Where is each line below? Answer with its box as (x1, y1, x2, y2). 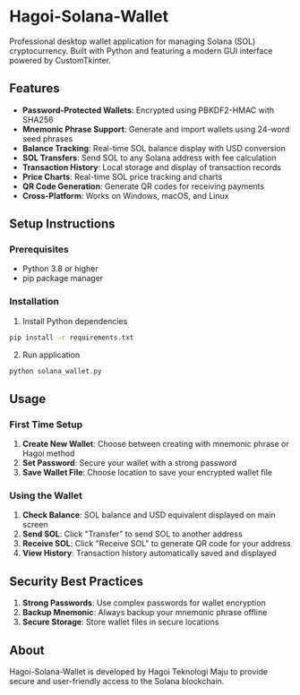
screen (21, 519, 48, 530)
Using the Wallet (9, 490, 82, 502)
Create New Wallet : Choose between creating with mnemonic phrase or (21, 439, 289, 450)
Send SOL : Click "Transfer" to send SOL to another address (21, 528, 244, 539)
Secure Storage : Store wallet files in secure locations (21, 616, 219, 628)
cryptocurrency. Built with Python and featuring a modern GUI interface (9, 45, 273, 56)
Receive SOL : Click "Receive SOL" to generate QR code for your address (21, 538, 291, 549)
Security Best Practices (9, 573, 144, 588)
